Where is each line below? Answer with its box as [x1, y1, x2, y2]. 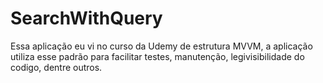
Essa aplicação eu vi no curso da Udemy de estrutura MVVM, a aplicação [10, 40, 313, 52]
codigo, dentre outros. [10, 61, 103, 73]
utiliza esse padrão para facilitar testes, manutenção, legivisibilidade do [10, 50, 305, 62]
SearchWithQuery [10, 7, 163, 30]
